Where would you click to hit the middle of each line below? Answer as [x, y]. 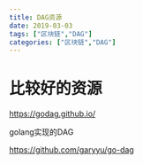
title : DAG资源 [36, 17]
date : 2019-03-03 [41, 26]
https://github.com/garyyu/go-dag [71, 150]
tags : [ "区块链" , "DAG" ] [51, 34]
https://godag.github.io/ [53, 114]
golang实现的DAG [41, 132]
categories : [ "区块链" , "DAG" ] [63, 42]
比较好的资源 [56, 89]
